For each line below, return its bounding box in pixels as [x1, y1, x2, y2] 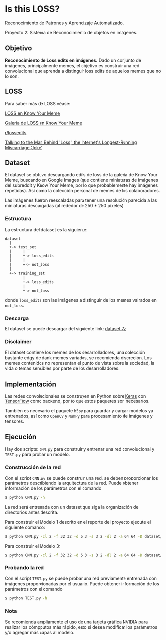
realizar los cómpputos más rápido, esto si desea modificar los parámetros [5, 624, 157, 630]
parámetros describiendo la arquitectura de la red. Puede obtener [5, 480, 139, 486]
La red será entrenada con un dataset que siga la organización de [5, 504, 139, 510]
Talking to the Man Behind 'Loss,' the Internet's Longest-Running [5, 139, 137, 145]
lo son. [5, 73, 19, 79]
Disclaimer [5, 338, 32, 345]
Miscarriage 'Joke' [5, 144, 43, 150]
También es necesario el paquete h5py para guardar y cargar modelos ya [5, 408, 153, 414]
